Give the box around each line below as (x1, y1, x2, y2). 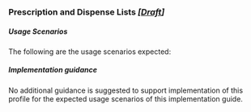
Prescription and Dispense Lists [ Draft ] (8, 6, 165, 18)
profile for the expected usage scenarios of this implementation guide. (8, 93, 243, 103)
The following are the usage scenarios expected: (8, 47, 172, 56)
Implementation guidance (8, 65, 97, 75)
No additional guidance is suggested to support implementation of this (8, 85, 244, 95)
